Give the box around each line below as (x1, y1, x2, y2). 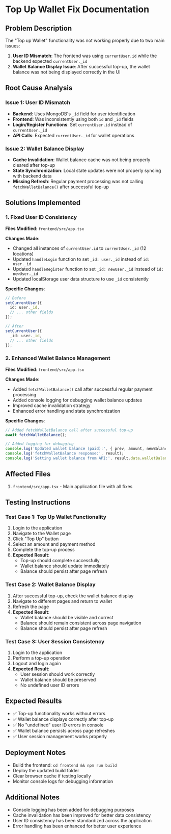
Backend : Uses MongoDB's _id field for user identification (12, 111, 136, 117)
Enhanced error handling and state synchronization (12, 408, 121, 414)
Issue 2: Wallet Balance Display (5, 145, 84, 152)
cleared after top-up (12, 162, 55, 168)
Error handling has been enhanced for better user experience (12, 823, 141, 829)
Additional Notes (5, 793, 60, 802)
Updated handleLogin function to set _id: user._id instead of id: (12, 256, 150, 262)
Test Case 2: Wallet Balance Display (5, 581, 96, 588)
